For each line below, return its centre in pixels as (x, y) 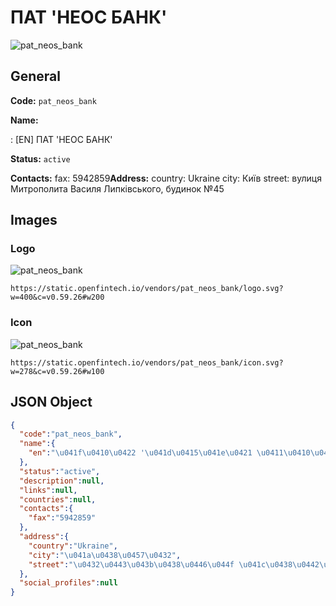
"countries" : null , (58, 499)
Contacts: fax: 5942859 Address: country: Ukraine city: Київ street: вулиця (166, 178)
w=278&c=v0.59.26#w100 (57, 371)
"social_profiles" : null (68, 583)
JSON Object (51, 402)
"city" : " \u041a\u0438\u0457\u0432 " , (105, 555)
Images (34, 220)
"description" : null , (62, 481)
